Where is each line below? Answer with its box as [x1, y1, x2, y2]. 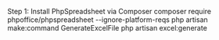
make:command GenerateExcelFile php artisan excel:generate [7, 24, 208, 32]
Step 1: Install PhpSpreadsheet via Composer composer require [7, 7, 212, 16]
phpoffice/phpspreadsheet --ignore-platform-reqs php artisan [7, 15, 208, 24]
